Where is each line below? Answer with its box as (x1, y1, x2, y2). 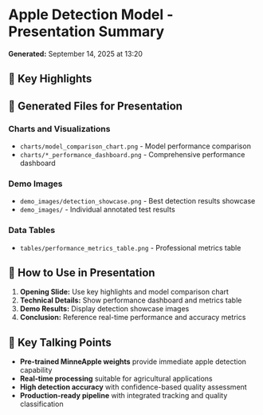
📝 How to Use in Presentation (8, 266, 155, 279)
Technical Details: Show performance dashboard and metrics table (19, 295, 242, 305)
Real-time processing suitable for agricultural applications (19, 373, 213, 384)
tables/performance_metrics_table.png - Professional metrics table (19, 243, 241, 252)
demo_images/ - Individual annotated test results (19, 205, 175, 215)
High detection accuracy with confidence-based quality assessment (19, 382, 247, 392)
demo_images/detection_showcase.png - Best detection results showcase (19, 196, 256, 206)
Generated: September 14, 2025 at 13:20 (8, 49, 143, 58)
